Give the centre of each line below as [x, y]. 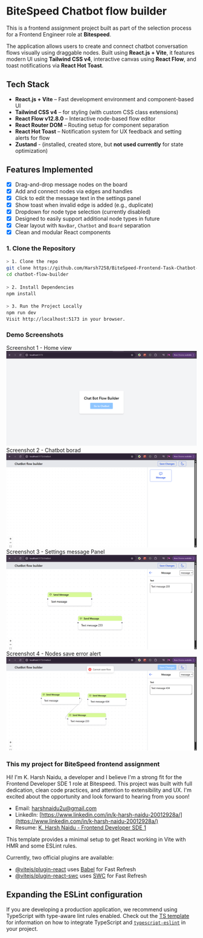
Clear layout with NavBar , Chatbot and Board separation [83, 225]
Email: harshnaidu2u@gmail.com [56, 808]
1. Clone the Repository [41, 248]
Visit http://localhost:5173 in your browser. [66, 320]
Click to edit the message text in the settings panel [78, 198]
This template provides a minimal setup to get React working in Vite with [96, 839]
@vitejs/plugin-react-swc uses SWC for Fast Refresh [81, 876]
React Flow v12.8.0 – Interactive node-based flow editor [85, 118]
